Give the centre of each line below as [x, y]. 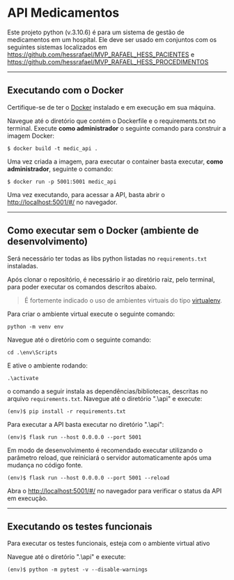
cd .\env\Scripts [32, 352]
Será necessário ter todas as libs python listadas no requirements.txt [107, 258]
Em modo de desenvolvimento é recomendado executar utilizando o [105, 450]
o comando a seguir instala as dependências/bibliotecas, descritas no [108, 391]
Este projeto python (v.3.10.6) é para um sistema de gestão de [96, 32]
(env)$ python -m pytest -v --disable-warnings [78, 570]
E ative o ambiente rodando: [48, 365]
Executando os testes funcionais [80, 527]
